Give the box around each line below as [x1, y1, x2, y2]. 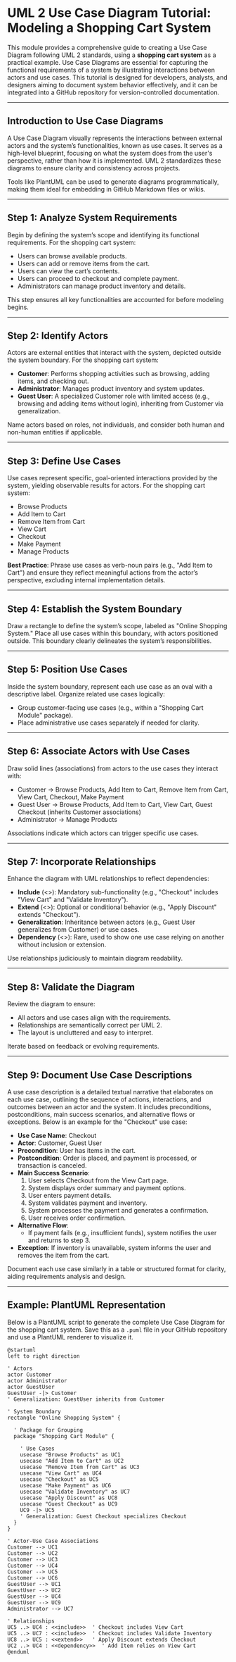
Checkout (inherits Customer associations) [17, 808, 142, 816]
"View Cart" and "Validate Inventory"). [17, 896, 129, 904]
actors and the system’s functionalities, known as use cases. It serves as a [7, 141, 223, 149]
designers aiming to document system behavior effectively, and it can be [7, 80, 218, 89]
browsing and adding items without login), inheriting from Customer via [17, 399, 223, 408]
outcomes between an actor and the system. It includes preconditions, [7, 1103, 211, 1111]
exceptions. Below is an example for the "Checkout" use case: [7, 1118, 188, 1126]
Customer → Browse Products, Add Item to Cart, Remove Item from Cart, [17, 785, 229, 794]
